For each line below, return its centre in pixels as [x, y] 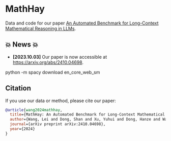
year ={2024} [23, 129]
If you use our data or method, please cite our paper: [61, 101]
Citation [18, 88]
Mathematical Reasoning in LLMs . [41, 28]
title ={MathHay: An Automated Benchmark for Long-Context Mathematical [88, 115]
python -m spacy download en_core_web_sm [53, 72]
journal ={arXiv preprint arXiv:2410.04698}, [58, 124]
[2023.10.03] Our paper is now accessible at [60, 57]
